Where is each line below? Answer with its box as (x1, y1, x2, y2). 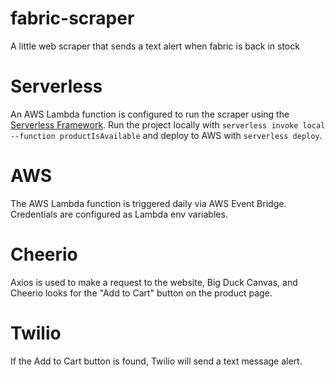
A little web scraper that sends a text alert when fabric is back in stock (10, 40, 300, 52)
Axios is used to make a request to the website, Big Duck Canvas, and (10, 276, 298, 288)
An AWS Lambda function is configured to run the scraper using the (10, 108, 290, 120)
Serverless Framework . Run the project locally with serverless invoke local (10, 118, 326, 131)
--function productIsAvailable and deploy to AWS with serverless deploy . (10, 129, 323, 141)
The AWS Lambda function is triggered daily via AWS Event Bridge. (10, 197, 287, 209)
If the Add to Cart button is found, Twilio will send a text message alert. (10, 355, 303, 367)
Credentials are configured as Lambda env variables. (10, 208, 228, 220)
